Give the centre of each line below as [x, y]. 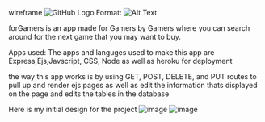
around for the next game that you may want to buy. [95, 37]
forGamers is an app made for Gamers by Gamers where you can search [129, 28]
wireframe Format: [65, 13]
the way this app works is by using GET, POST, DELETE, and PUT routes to [132, 76]
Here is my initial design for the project [73, 109]
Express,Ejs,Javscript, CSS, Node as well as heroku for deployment [120, 61]
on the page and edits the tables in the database [89, 94]
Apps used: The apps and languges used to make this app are [111, 52]
